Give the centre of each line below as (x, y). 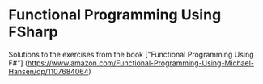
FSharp (33, 32)
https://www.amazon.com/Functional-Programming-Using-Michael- (141, 63)
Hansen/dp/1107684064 (49, 71)
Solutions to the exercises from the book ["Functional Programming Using (131, 54)
